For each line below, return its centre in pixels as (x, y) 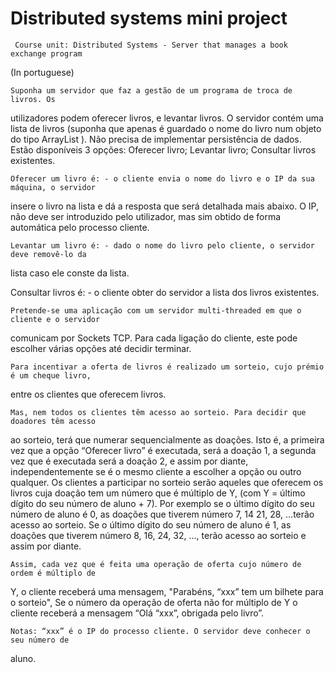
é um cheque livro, (51, 375)
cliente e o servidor (55, 319)
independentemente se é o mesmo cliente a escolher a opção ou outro (156, 471)
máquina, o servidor (53, 187)
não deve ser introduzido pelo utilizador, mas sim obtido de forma (146, 216)
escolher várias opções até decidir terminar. (101, 348)
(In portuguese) (42, 72)
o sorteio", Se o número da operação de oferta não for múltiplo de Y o (154, 602)
